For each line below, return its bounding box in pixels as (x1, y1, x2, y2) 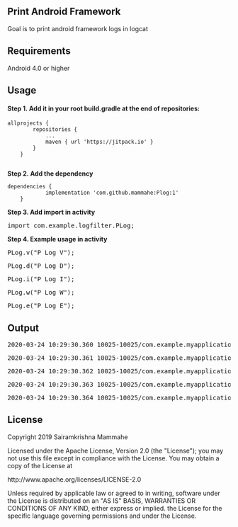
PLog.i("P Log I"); (7, 276, 75, 283)
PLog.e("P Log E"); (7, 302, 75, 310)
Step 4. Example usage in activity (7, 235, 108, 244)
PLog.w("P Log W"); (7, 288, 75, 297)
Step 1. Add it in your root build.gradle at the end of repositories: (7, 104, 200, 113)
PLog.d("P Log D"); (7, 262, 75, 270)
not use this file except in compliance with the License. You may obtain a (7, 453, 220, 463)
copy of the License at (7, 461, 73, 470)
